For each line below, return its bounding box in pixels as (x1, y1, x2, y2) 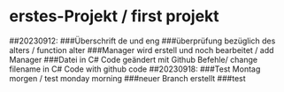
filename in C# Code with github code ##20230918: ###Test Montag (9, 64, 261, 74)
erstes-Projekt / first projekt (9, 6, 219, 27)
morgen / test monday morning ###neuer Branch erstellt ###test (9, 73, 246, 83)
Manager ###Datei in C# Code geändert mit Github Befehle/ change (9, 54, 258, 65)
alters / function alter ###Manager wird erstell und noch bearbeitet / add (9, 44, 274, 55)
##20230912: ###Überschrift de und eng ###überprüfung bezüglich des (9, 35, 276, 46)
